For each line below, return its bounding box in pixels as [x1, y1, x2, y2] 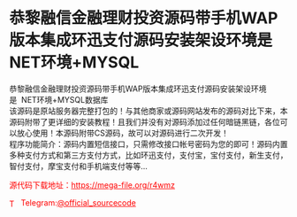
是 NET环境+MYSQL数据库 [9, 94, 109, 105]
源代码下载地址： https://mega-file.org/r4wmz [9, 179, 175, 190]
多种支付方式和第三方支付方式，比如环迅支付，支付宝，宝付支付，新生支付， [9, 150, 288, 160]
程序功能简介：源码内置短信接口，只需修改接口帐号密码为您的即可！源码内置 [9, 138, 288, 149]
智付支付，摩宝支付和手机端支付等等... [9, 160, 148, 171]
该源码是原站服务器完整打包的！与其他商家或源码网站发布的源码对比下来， [9, 105, 280, 116]
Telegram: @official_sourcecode [20, 197, 137, 208]
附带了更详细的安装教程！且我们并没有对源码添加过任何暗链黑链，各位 [24, 116, 280, 127]
